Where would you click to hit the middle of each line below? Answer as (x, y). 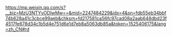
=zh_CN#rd (17, 29)
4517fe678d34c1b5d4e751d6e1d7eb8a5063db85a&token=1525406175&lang (86, 24)
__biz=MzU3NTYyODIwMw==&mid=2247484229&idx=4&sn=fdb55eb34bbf (86, 13)
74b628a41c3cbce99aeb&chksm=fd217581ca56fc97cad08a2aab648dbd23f (86, 18)
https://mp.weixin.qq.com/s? (35, 7)
